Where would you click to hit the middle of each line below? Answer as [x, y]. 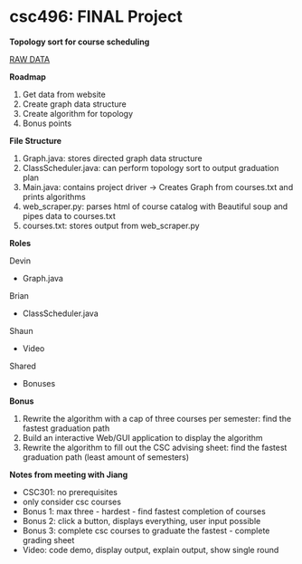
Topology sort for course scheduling [80, 42]
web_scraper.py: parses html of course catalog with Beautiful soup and [155, 206]
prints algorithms [54, 196]
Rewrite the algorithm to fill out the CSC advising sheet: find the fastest [155, 447]
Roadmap [28, 76]
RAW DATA [30, 59]
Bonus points [47, 123]
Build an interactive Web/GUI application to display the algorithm [143, 437]
